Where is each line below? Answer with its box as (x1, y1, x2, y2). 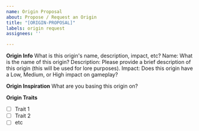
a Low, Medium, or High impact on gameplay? (6, 71, 118, 78)
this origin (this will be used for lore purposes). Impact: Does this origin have (6, 65, 193, 72)
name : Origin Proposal (6, 8, 62, 15)
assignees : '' (6, 31, 42, 37)
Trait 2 (14, 112, 31, 119)
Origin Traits (6, 94, 37, 101)
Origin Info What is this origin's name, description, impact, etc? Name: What (6, 52, 193, 59)
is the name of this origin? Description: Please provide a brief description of (6, 59, 191, 66)
